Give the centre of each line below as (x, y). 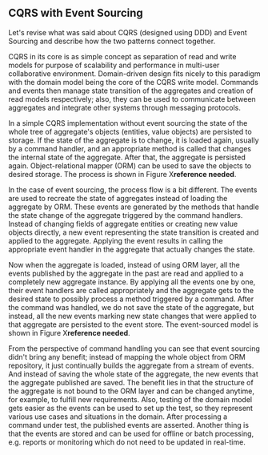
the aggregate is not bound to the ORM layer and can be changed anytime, (131, 391)
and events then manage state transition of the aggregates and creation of (131, 91)
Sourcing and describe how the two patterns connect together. (112, 41)
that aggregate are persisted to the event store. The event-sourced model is (133, 324)
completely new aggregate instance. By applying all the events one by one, (132, 282)
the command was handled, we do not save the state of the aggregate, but (131, 307)
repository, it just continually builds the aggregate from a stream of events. (131, 365)
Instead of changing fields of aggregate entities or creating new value (123, 223)
